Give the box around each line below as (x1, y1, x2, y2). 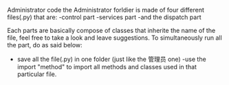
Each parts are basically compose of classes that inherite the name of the (7, 27, 216, 34)
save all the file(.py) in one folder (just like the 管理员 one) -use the (17, 55, 206, 63)
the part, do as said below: (7, 41, 83, 49)
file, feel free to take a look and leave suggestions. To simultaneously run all (7, 34, 222, 42)
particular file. (17, 70, 57, 78)
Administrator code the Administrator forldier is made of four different (7, 6, 205, 14)
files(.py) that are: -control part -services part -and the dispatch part (7, 13, 201, 21)
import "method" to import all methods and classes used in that (17, 63, 197, 71)
